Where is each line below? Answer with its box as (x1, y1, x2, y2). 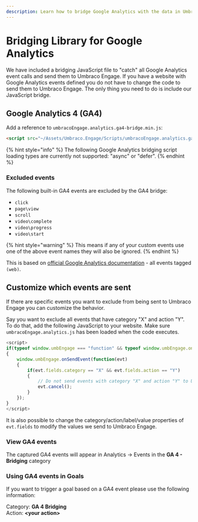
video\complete (14, 218, 52, 225)
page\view (14, 206, 39, 212)
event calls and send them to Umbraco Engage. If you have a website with (6, 72, 186, 80)
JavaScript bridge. (6, 91, 51, 98)
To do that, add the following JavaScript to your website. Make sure (6, 322, 170, 329)
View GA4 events (6, 437, 57, 446)
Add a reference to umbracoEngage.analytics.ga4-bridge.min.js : (6, 124, 163, 131)
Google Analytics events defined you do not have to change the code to (6, 79, 181, 86)
